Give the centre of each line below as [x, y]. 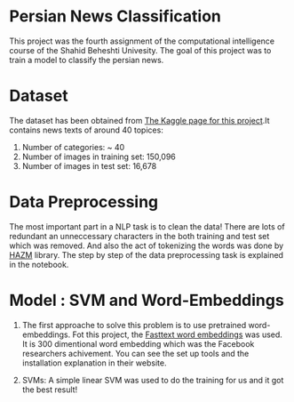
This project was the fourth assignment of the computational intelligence [142, 41]
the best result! [50, 390]
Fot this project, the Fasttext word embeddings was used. [177, 334]
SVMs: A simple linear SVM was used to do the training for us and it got [153, 380]
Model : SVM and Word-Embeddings [147, 301]
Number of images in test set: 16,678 [89, 165]
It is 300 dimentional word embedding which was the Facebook [138, 343]
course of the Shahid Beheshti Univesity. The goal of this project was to [140, 50]
